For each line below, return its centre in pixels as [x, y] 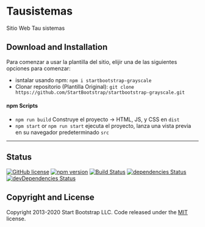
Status [19, 157]
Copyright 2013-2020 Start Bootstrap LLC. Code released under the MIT [97, 212]
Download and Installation [57, 47]
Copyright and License [50, 197]
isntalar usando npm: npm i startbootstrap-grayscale [83, 80]
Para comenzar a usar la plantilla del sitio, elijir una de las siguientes [92, 61]
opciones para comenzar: [39, 68]
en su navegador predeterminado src [62, 132]
